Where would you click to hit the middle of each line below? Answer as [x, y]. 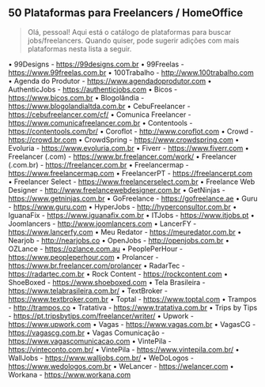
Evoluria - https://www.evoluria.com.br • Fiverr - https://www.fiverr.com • [129, 148]
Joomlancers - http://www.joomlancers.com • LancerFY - [102, 224]
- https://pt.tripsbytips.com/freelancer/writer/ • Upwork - [101, 316]
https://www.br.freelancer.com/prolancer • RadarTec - [97, 265]
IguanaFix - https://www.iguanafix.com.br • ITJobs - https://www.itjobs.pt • [131, 215]
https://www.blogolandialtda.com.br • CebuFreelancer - [100, 106]
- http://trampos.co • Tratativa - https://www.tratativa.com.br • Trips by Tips [133, 307]
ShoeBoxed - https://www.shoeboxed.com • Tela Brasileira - [107, 282]
